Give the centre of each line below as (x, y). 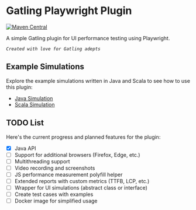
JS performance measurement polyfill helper (68, 174)
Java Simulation (34, 98)
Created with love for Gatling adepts (53, 49)
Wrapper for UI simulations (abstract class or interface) (81, 187)
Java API (25, 148)
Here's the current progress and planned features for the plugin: (83, 137)
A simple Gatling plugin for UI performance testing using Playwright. (88, 38)
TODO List (25, 123)
